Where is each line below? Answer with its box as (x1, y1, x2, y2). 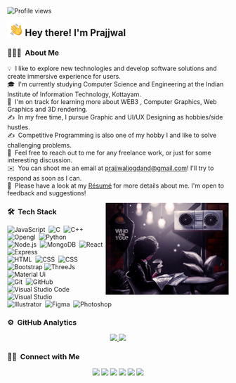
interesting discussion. (7, 155, 73, 164)
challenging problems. (7, 141, 72, 149)
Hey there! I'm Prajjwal (25, 27, 126, 39)
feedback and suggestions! (7, 188, 86, 197)
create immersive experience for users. (7, 72, 122, 80)
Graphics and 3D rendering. (7, 105, 88, 113)
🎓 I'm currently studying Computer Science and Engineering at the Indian (7, 79, 224, 88)
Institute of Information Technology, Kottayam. (7, 90, 142, 98)
